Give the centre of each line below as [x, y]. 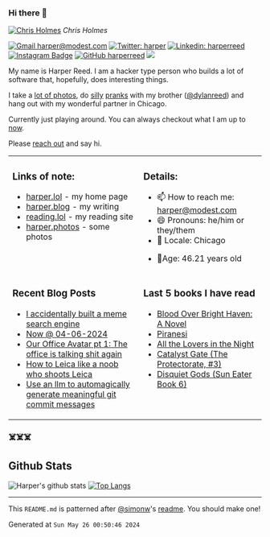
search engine [53, 324]
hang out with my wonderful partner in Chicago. [88, 104]
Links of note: [43, 176]
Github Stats [40, 466]
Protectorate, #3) [189, 364]
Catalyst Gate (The [192, 354]
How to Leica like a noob [72, 364]
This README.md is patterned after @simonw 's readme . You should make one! [135, 508]
